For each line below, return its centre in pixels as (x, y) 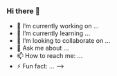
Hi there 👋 (24, 11)
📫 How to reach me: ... (49, 56)
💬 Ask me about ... (43, 48)
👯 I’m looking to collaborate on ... (63, 41)
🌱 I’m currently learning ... (53, 33)
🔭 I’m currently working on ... (57, 26)
